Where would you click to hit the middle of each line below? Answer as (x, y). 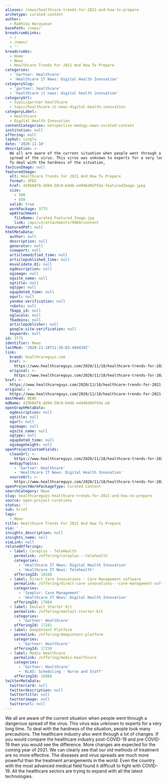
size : (15, 190)
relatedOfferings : (24, 547)
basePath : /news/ (23, 28)
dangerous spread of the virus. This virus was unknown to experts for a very (83, 723)
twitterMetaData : (23, 681)
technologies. (19, 776)
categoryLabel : (21, 112)
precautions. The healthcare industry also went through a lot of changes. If (82, 734)
